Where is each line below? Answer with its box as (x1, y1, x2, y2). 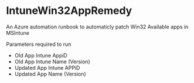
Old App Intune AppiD (14, 52, 67, 59)
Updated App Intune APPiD (14, 64, 80, 71)
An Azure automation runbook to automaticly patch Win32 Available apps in (6, 23, 189, 30)
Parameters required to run (6, 41, 72, 48)
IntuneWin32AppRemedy (6, 4, 132, 17)
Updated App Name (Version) (14, 70, 86, 77)
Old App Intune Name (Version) (14, 58, 91, 65)
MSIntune (6, 29, 29, 36)
